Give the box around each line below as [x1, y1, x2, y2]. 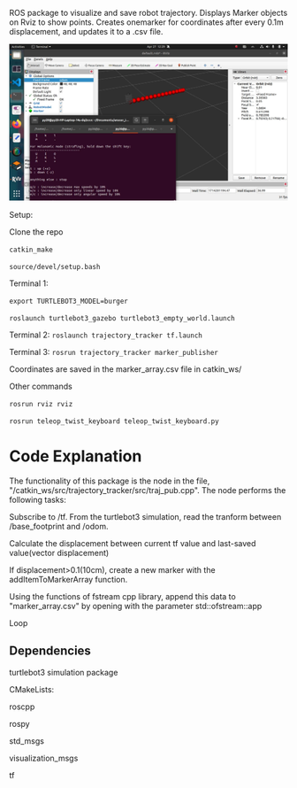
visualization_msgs [9, 753, 79, 763]
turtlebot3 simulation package [9, 667, 118, 677]
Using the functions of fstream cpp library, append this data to [9, 591, 236, 601]
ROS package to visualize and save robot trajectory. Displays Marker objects [9, 8, 288, 18]
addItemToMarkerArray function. [9, 574, 128, 584]
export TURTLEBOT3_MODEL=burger [9, 297, 128, 305]
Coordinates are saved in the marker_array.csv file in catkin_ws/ [9, 364, 242, 375]
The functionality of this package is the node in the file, [9, 475, 210, 486]
